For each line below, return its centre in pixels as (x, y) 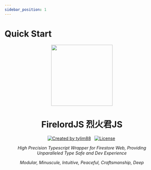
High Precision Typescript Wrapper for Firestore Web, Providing (82, 148)
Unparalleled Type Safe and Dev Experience (82, 153)
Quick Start (28, 33)
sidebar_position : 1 (26, 10)
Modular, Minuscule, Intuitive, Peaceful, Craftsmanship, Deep (82, 162)
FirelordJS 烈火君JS (82, 124)
